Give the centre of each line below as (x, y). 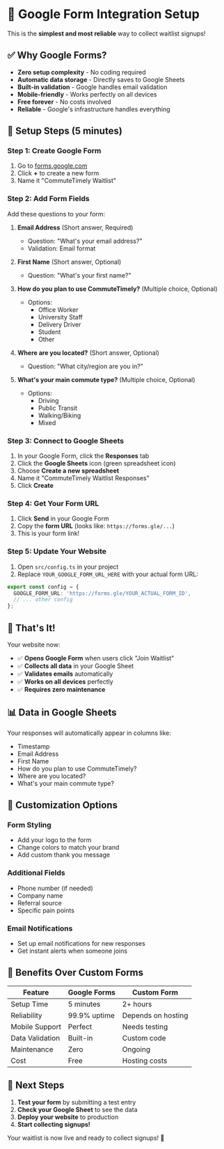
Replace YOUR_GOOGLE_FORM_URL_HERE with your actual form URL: (107, 574)
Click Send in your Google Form (63, 518)
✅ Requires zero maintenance (61, 689)
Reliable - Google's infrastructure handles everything (94, 109)
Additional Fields (37, 873)
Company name (40, 895)
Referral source (39, 903)
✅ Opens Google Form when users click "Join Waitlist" (96, 658)
